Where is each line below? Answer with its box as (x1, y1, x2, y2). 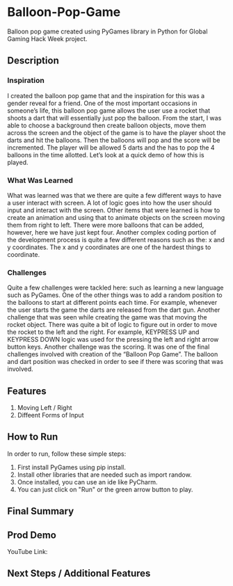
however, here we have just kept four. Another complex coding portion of (7, 228, 217, 237)
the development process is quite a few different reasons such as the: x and (7, 235, 225, 244)
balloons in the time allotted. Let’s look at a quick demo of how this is (7, 150, 204, 159)
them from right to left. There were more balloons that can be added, (7, 221, 204, 229)
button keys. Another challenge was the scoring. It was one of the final (7, 342, 210, 351)
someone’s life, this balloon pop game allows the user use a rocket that (7, 106, 211, 115)
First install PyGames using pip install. (17, 463, 127, 471)
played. (7, 158, 29, 166)
